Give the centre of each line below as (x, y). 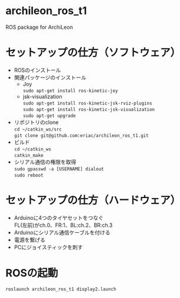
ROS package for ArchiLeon (39, 27)
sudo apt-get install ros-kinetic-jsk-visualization (89, 109)
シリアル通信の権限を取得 (45, 162)
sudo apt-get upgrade (49, 116)
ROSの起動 (32, 273)
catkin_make (29, 155)
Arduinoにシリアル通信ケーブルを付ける (62, 232)
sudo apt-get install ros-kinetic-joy (70, 91)
